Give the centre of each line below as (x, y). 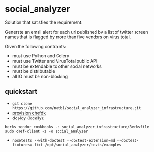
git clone (22, 104)
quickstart (21, 92)
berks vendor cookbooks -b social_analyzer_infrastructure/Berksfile (77, 127)
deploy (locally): (28, 118)
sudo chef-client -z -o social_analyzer (47, 131)
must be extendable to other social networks (57, 66)
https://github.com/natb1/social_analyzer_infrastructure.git (77, 108)
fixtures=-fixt (28, 145)
